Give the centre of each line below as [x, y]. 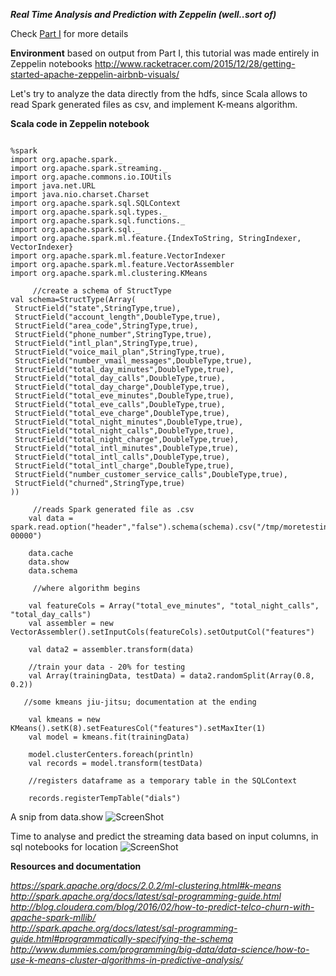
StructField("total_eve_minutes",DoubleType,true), [124, 396]
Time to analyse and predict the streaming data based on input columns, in [164, 836]
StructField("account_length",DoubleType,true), [118, 317]
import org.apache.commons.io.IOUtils [91, 177]
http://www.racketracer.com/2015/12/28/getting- [195, 63]
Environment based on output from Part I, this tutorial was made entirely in [165, 53]
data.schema [53, 571]
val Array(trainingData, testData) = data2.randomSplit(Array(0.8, [171, 676]
